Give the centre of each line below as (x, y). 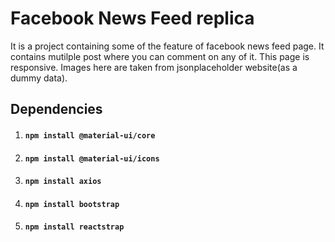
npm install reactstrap (74, 227)
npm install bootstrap (72, 204)
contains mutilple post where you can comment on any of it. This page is (160, 56)
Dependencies (56, 109)
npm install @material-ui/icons (92, 158)
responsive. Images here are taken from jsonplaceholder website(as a (154, 67)
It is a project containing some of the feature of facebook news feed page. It (167, 46)
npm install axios (63, 182)
